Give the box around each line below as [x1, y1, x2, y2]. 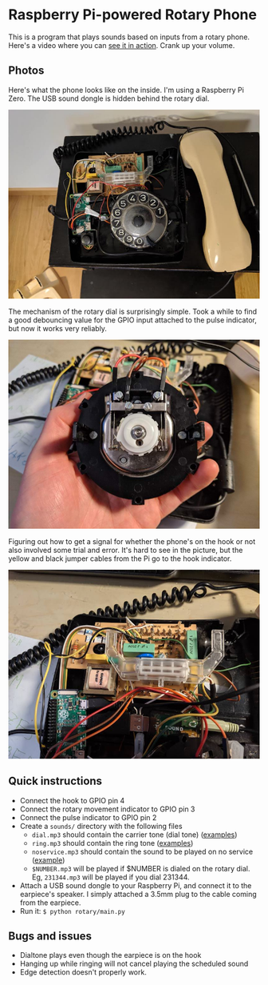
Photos [8, 64, 45, 78]
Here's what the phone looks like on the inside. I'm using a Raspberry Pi [8, 85, 245, 94]
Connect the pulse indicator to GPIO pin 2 [19, 812, 157, 822]
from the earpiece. [19, 898, 81, 907]
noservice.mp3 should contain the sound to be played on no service [31, 847, 254, 856]
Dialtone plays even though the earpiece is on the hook [19, 951, 202, 960]
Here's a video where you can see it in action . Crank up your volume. [8, 40, 235, 50]
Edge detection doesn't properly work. [19, 967, 148, 977]
